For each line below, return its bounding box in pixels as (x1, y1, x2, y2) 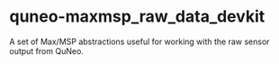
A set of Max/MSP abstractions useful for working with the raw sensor (9, 36, 270, 47)
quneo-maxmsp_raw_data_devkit (9, 6, 265, 27)
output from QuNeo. (9, 45, 84, 56)
